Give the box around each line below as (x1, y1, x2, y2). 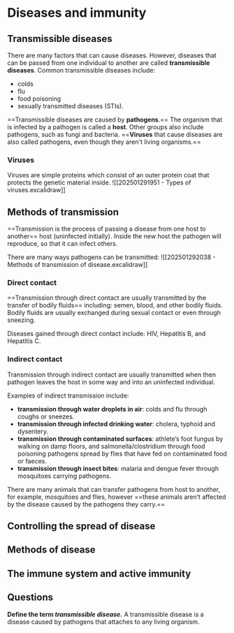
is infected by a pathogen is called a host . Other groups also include (7, 123, 204, 131)
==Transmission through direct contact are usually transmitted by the (7, 293, 207, 302)
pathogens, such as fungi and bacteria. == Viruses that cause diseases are (7, 131, 223, 138)
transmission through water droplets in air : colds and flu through (17, 405, 207, 413)
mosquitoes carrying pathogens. (17, 472, 112, 480)
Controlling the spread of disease (7, 521, 156, 532)
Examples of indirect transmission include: (7, 391, 129, 400)
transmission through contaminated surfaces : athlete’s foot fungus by (17, 435, 224, 443)
